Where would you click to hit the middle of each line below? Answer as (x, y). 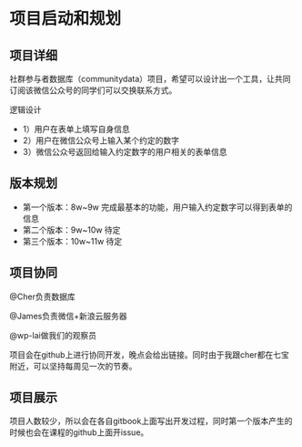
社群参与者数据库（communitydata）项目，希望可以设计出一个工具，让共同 (150, 79)
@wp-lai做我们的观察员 (53, 335)
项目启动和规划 (65, 19)
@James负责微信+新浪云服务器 (68, 316)
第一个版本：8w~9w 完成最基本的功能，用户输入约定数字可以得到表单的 (157, 207)
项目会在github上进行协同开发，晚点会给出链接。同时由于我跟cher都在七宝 (149, 354)
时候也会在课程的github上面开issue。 (79, 432)
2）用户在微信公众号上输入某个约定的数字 (101, 140)
